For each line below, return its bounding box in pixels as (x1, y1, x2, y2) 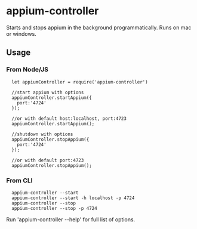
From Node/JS (6, 66, 49, 74)
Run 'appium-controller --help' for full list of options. (6, 216, 136, 223)
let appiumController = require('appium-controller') (11, 79, 148, 85)
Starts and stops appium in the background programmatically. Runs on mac (6, 24, 192, 31)
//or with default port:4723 (11, 157, 84, 163)
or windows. (6, 30, 37, 37)
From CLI (6, 176, 33, 184)
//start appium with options (11, 89, 84, 95)
